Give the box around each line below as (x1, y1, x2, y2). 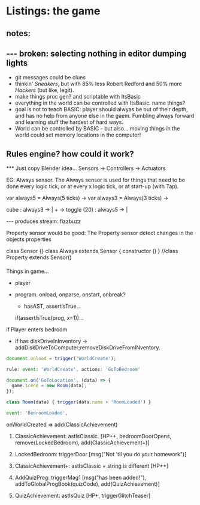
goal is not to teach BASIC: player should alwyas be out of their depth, (14, 106, 189, 113)
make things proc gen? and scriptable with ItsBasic (14, 93, 141, 100)
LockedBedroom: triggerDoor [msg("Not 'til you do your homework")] (14, 450, 187, 458)
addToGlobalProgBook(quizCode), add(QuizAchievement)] (14, 480, 160, 488)
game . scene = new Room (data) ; (11, 383, 87, 389)
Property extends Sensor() (6, 254, 72, 261)
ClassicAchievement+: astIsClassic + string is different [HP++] (14, 462, 169, 470)
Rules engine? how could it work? (6, 148, 134, 159)
